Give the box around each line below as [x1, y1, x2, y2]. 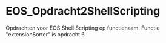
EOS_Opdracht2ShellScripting [5, 4, 161, 18]
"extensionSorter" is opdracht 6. [5, 30, 87, 38]
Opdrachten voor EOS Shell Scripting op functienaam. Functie [5, 24, 160, 31]
